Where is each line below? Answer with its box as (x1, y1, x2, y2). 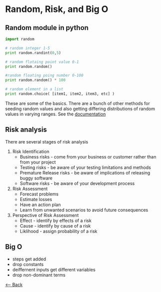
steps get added (12, 256, 46, 262)
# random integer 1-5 (5, 45, 50, 50)
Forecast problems (19, 191, 59, 197)
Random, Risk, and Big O (5, 3, 109, 15)
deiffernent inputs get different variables (12, 266, 96, 272)
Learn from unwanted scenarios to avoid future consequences (19, 206, 149, 213)
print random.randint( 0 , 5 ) (5, 50, 61, 55)
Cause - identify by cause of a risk (19, 222, 91, 228)
